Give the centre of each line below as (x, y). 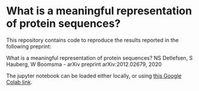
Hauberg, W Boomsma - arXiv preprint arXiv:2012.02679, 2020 (84, 64)
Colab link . (19, 82)
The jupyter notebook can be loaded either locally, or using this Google (94, 76)
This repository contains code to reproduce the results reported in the (92, 40)
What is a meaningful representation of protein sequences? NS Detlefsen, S (99, 58)
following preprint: (29, 46)
